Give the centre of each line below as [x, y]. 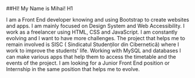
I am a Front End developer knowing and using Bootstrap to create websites [98, 19]
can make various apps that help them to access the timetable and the [91, 57]
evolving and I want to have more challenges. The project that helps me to [96, 38]
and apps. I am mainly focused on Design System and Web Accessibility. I [95, 26]
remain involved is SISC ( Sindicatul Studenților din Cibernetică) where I [93, 44]
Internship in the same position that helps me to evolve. [73, 69]
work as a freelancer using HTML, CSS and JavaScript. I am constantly [92, 32]
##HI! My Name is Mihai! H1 [40, 8]
